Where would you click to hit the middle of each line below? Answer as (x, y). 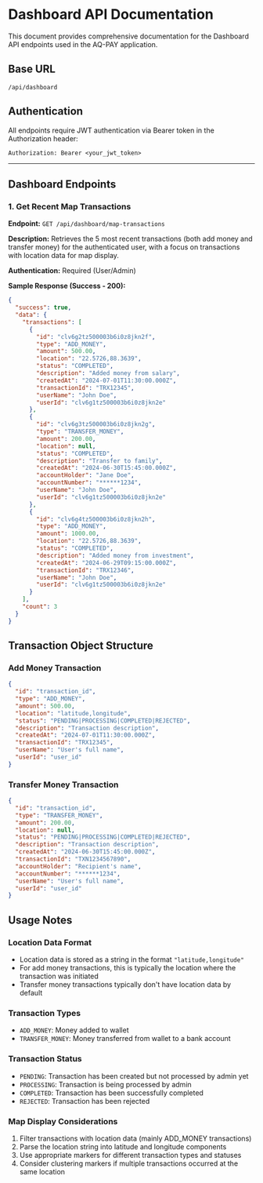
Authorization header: (43, 138)
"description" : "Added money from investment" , (115, 555)
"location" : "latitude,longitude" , (73, 713)
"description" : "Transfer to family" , (99, 460)
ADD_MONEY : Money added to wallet (74, 1030)
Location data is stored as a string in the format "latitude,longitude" (131, 959)
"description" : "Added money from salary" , (108, 373)
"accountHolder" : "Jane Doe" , (85, 475)
